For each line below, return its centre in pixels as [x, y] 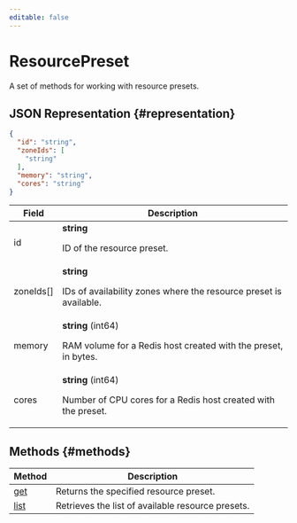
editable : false [39, 17]
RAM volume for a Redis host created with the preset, [173, 346]
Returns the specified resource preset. [136, 491]
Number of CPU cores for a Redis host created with [169, 400]
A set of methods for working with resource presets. [104, 86]
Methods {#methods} [70, 452]
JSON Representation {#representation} [122, 113]
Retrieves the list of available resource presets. [153, 506]
